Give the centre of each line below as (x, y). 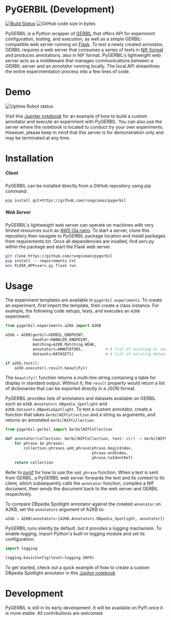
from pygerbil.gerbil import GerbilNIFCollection (59, 430)
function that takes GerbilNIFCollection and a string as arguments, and (80, 415)
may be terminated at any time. (38, 138)
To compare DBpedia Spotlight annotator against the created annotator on (83, 504)
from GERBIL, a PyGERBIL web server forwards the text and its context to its (85, 478)
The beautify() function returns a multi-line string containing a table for (81, 378)
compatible (17, 44)
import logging (21, 549)
